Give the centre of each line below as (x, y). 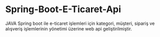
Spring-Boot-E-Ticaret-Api (63, 9)
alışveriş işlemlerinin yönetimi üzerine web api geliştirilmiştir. (69, 28)
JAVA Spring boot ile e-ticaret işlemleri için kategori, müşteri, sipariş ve (80, 23)
